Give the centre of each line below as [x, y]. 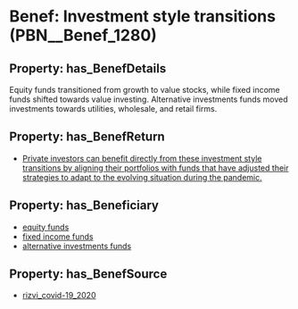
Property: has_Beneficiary [84, 206]
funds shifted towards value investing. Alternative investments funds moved [149, 99]
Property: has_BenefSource [88, 274]
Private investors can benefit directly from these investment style [142, 158]
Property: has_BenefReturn [87, 137]
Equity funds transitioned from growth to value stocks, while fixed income [145, 90]
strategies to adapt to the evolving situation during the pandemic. [142, 177]
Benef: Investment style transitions [143, 17]
